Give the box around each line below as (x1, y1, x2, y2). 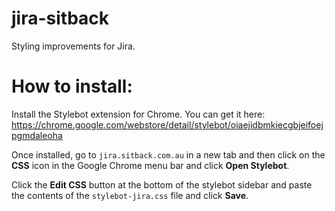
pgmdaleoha (11, 129, 63, 141)
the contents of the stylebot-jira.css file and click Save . (11, 189, 249, 201)
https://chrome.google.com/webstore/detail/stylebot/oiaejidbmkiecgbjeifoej (11, 118, 324, 131)
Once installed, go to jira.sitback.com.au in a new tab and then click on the (11, 148, 326, 161)
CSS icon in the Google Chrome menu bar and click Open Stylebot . (11, 159, 290, 171)
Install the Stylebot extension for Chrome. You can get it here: (11, 108, 266, 120)
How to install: (11, 75, 133, 98)
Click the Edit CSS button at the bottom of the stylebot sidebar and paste (11, 178, 313, 191)
